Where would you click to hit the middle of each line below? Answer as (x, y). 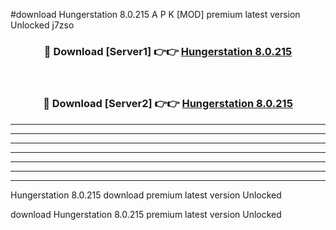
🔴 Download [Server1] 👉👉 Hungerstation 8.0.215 (168, 51)
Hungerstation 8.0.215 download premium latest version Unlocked (146, 195)
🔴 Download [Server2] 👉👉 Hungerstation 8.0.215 (168, 104)
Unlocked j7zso (42, 25)
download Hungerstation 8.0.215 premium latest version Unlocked (146, 214)
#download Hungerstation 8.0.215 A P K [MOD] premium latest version (155, 14)
